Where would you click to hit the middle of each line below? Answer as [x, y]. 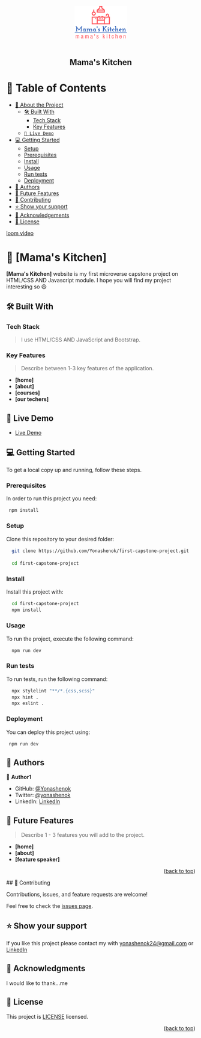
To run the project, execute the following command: [70, 639]
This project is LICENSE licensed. [47, 1016]
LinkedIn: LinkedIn [37, 801]
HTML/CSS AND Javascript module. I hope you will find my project [89, 281]
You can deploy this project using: [48, 732]
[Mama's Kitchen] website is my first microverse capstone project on [92, 274]
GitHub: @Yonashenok [43, 789]
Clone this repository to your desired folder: [60, 539]
